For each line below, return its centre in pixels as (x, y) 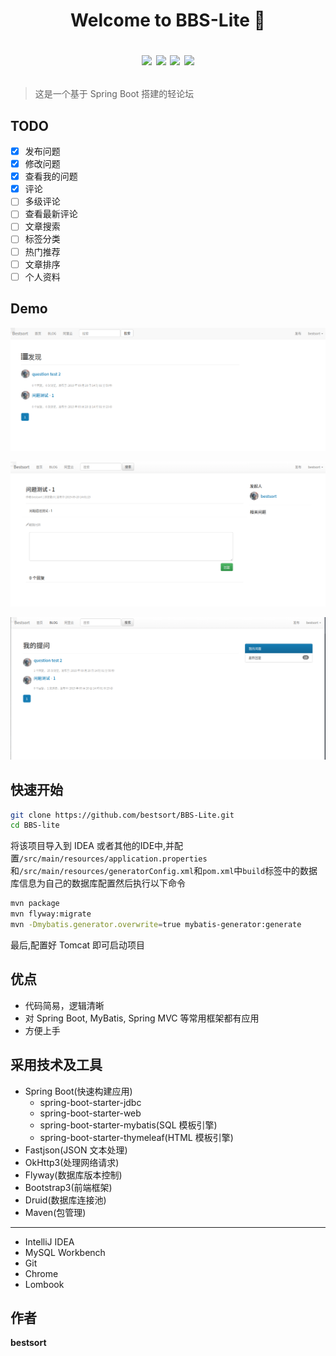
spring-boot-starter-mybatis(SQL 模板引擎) (128, 1125)
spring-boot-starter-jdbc (90, 1102)
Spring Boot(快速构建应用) (78, 1091)
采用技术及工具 (56, 1065)
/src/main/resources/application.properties (113, 859)
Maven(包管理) (55, 1212)
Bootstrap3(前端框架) (68, 1187)
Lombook (44, 1284)
